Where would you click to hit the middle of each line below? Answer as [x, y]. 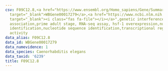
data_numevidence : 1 [27, 47]
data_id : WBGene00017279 [31, 42]
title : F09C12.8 [22, 61]
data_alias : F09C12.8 [28, 38]
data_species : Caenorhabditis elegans [45, 51]
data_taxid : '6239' [25, 56]
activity [19, 33]
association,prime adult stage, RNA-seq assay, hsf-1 [67, 24]
